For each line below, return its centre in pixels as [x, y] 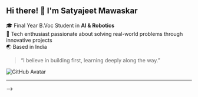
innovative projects [29, 40]
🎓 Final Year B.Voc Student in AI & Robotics [60, 25]
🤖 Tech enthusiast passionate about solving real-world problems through [95, 34]
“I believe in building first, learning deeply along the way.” [90, 60]
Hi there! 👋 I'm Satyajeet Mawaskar [72, 11]
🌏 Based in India [27, 46]
